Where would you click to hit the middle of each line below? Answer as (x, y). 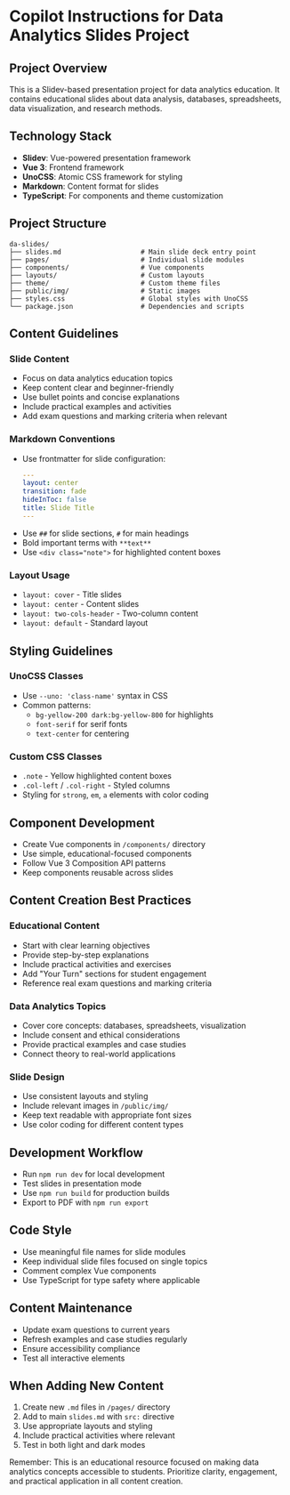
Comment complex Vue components (89, 1271)
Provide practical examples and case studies (104, 1044)
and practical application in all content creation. (97, 1481)
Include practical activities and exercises (97, 964)
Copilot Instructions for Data (117, 16)
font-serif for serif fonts (81, 723)
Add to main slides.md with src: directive (98, 1417)
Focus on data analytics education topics (97, 378)
